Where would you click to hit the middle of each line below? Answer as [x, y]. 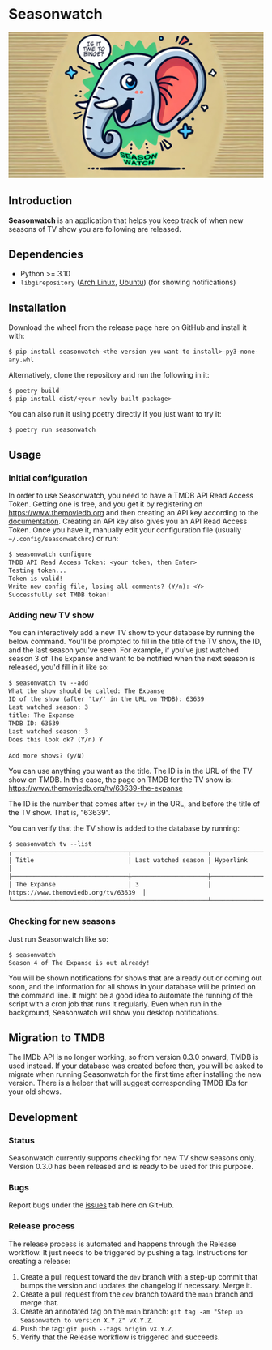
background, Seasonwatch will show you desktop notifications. [114, 1012]
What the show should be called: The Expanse [86, 691]
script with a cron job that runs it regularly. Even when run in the [115, 1004]
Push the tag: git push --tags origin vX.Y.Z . [97, 1328]
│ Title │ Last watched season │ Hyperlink [128, 861]
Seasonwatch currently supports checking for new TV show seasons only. [132, 1158]
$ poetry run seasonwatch [52, 430]
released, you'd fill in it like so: [59, 667]
